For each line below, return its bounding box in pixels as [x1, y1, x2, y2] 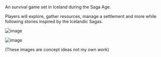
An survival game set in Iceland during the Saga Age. [5, 4, 111, 10]
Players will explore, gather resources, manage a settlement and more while [5, 14, 157, 19]
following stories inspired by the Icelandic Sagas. [5, 19, 103, 24]
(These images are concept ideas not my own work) [5, 47, 109, 52]
